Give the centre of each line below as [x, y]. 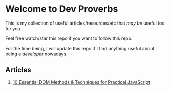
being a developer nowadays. [36, 54]
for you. [14, 28]
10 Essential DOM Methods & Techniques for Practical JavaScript [81, 82]
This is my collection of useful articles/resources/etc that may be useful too [85, 23]
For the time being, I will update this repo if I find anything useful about [80, 48]
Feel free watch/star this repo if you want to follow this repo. [69, 38]
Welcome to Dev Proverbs [62, 9]
